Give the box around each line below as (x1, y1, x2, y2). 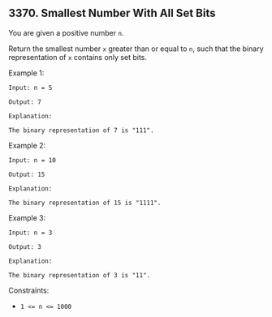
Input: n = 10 (8, 156, 57, 165)
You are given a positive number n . (8, 28, 124, 37)
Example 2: (8, 140, 46, 150)
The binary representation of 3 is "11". (8, 271, 151, 279)
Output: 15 (8, 170, 45, 178)
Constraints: (8, 285, 50, 295)
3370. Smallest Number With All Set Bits (8, 6, 216, 20)
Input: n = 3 (8, 229, 53, 237)
